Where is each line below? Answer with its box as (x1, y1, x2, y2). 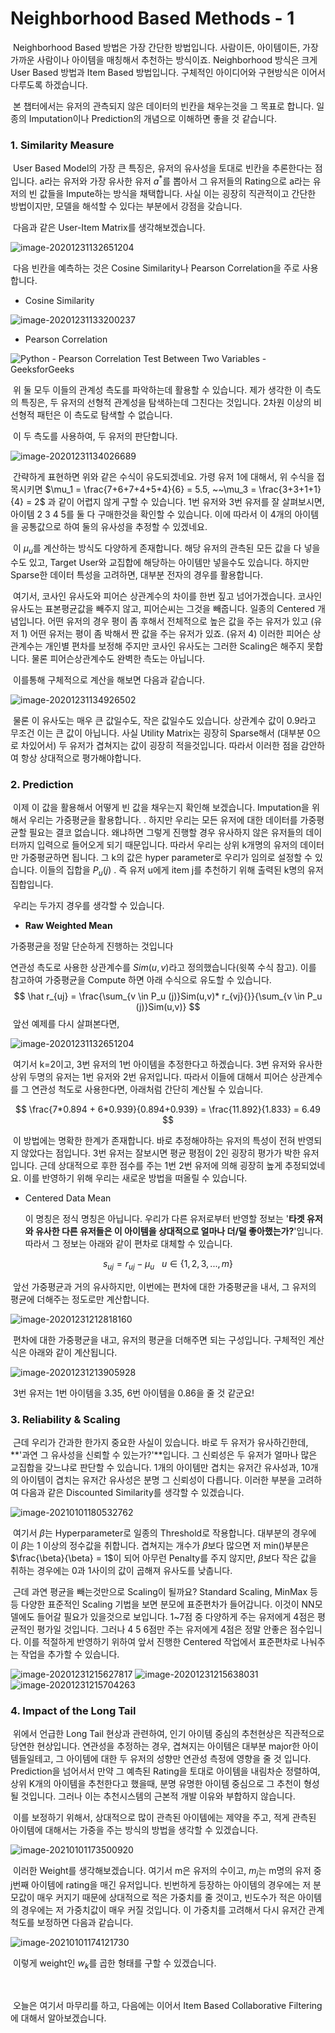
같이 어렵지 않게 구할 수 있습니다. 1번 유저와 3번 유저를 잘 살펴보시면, (58, 495, 325, 507)
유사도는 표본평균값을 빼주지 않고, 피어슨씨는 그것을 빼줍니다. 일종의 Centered (10, 602, 316, 614)
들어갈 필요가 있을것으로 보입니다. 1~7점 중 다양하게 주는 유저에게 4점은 (36, 1610, 316, 1622)
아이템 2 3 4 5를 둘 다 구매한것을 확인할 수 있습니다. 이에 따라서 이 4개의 (10, 508, 293, 520)
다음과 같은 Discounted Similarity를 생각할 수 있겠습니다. (20, 1486, 245, 1498)
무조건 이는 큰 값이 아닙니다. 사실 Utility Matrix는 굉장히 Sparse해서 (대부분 (10, 727, 305, 739)
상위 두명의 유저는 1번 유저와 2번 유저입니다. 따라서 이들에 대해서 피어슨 (10, 1070, 289, 1082)
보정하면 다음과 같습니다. (36, 1916, 134, 1928)
